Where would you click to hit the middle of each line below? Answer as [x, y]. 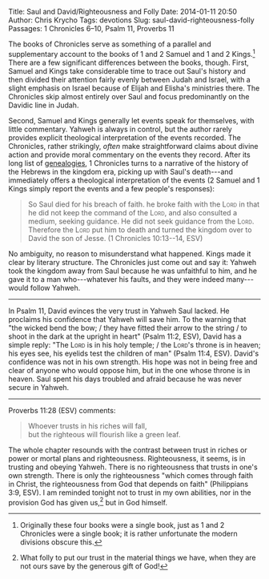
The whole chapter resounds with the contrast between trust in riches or [128, 450]
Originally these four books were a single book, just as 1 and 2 [122, 525]
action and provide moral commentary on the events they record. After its [129, 155]
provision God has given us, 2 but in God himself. [88, 501]
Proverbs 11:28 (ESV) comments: [62, 410]
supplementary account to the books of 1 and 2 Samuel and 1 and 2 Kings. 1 [132, 53]
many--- [240, 279]
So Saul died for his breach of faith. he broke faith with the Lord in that [144, 204]
